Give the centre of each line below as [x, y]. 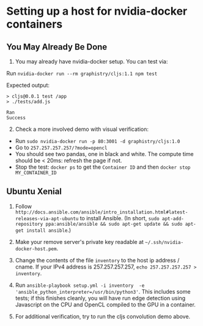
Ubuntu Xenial [34, 192]
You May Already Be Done [57, 47]
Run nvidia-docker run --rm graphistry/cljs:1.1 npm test [82, 73]
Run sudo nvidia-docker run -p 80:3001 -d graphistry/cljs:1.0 [98, 141]
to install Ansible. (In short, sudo [120, 218]
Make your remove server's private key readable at [79, 242]
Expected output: [28, 85]
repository [29, 224]
